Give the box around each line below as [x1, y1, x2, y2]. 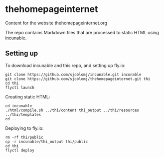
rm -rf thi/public [5, 135, 43, 140]
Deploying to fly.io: [5, 125, 44, 131]
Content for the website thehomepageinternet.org [5, 20, 108, 26]
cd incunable [5, 103, 32, 108]
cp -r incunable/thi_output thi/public [5, 139, 88, 144]
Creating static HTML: [5, 93, 51, 100]
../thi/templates [5, 112, 41, 117]
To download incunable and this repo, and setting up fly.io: [5, 62, 126, 68]
